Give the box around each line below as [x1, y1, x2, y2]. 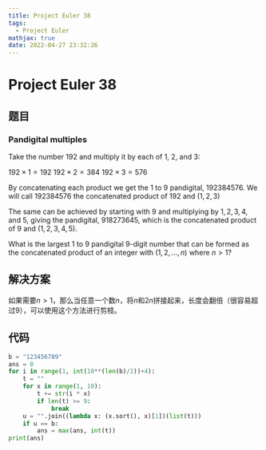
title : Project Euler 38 [8, 11, 91, 20]
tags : [8, 19, 26, 27]
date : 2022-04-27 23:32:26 [8, 41, 98, 49]
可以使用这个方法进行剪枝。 [30, 305, 121, 315]
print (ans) [8, 434, 45, 443]
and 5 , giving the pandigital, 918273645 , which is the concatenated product [8, 215, 257, 224]
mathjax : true [8, 34, 56, 42]
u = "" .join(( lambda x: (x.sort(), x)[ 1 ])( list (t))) [22, 412, 202, 420]
